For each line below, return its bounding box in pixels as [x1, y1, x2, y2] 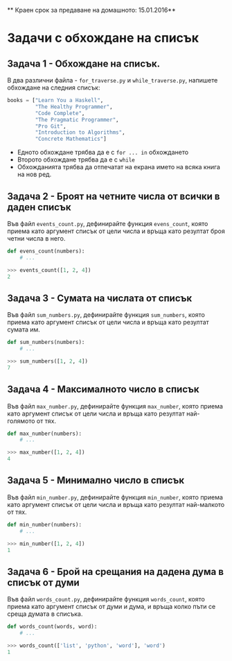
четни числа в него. [7, 234, 66, 242]
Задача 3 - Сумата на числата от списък [7, 292, 193, 304]
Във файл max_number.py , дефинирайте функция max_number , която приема [7, 402, 224, 410]
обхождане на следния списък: [7, 83, 100, 92]
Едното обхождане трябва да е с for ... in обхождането [17, 148, 189, 157]
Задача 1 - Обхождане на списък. [7, 58, 161, 69]
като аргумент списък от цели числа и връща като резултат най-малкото [7, 500, 225, 508]
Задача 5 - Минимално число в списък [7, 474, 185, 486]
